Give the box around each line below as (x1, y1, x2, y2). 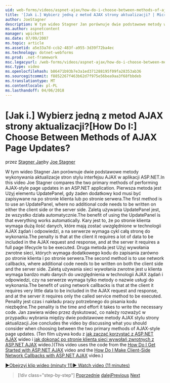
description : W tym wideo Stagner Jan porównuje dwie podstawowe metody (5, 21, 162, 27)
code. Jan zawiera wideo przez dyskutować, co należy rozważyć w (5, 309, 146, 315)
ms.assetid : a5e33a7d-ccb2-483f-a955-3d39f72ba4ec (5, 45, 114, 50)
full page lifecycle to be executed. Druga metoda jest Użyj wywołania (5, 245, 149, 251)
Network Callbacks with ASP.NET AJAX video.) (5, 352, 104, 359)
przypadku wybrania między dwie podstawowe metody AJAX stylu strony (5, 315, 159, 321)
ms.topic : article (5, 41, 44, 46)
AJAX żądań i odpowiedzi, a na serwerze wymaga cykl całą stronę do (5, 228, 150, 234)
